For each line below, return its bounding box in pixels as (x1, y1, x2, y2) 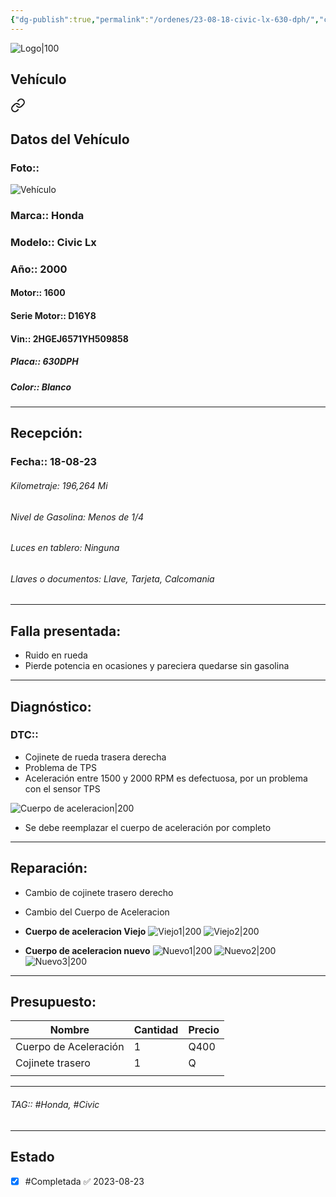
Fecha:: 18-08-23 (10, 455, 98, 469)
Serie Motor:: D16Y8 (10, 310, 97, 322)
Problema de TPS (24, 761, 97, 773)
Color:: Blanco (10, 381, 72, 393)
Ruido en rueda (24, 649, 88, 661)
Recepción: (10, 425, 83, 442)
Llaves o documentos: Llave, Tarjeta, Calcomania (10, 572, 215, 585)
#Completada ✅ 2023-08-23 (24, 1175, 145, 1187)
